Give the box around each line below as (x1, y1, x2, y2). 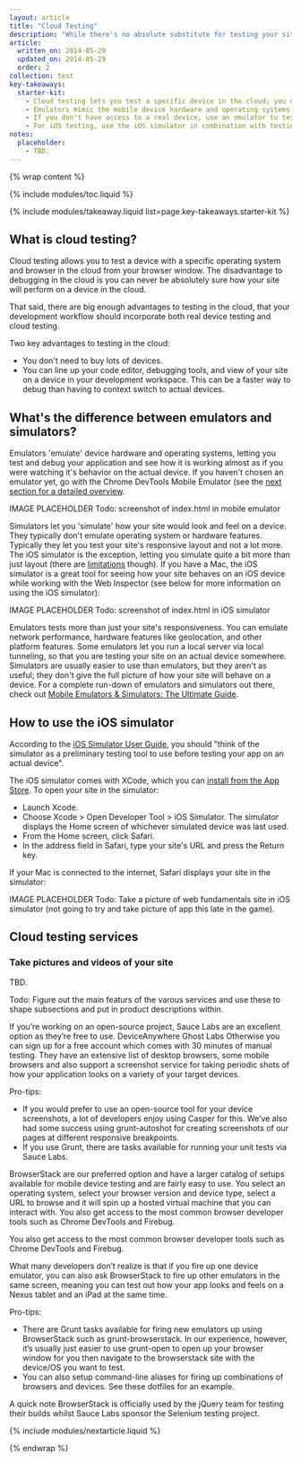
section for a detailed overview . (9, 486, 125, 497)
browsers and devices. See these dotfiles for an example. (21, 1380, 235, 1391)
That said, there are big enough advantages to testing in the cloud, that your (9, 301, 290, 312)
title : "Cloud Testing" (9, 22, 99, 30)
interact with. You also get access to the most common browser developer (9, 1206, 284, 1217)
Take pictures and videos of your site (9, 956, 174, 969)
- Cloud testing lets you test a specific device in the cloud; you (25, 96, 287, 106)
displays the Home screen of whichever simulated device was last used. (21, 822, 289, 832)
